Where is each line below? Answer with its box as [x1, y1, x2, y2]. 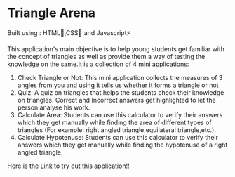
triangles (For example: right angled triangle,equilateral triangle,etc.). [17, 125, 216, 134]
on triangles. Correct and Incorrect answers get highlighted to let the [17, 96, 216, 104]
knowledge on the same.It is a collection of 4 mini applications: [7, 60, 189, 68]
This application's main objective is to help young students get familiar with [7, 44, 225, 53]
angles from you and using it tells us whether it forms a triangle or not [17, 81, 219, 89]
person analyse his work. [17, 103, 90, 112]
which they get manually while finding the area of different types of [17, 118, 212, 126]
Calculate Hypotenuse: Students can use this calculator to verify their [17, 133, 219, 141]
